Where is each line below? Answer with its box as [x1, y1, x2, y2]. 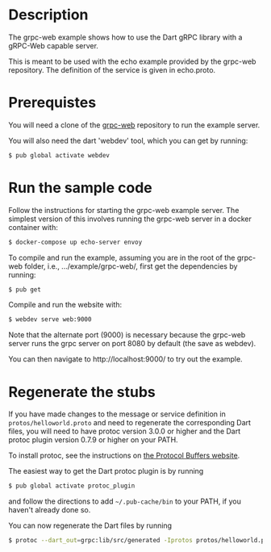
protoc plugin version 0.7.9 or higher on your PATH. [8, 435, 179, 445]
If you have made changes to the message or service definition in [8, 409, 226, 419]
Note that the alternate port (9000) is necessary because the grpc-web [8, 330, 246, 340]
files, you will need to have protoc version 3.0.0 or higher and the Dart [8, 426, 241, 437]
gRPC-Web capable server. [8, 40, 99, 50]
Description [8, 6, 89, 24]
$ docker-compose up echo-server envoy [8, 238, 143, 246]
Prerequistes [8, 94, 97, 112]
